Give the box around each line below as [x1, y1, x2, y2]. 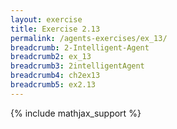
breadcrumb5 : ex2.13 [10, 80, 97, 90]
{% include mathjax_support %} [10, 107, 142, 119]
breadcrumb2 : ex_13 [10, 52, 92, 62]
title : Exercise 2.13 [10, 24, 101, 34]
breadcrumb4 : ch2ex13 [10, 71, 101, 81]
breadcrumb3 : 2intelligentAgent [10, 61, 145, 71]
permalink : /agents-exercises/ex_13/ [10, 33, 168, 43]
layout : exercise [10, 14, 83, 25]
